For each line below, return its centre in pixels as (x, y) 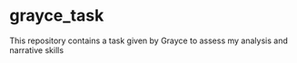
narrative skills (37, 49)
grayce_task (57, 16)
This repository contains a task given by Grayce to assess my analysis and (148, 40)
